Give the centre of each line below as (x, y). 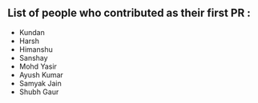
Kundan (32, 32)
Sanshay (34, 57)
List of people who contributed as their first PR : (129, 13)
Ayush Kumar (41, 74)
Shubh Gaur (39, 92)
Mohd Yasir (38, 66)
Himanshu (36, 49)
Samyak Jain (40, 83)
